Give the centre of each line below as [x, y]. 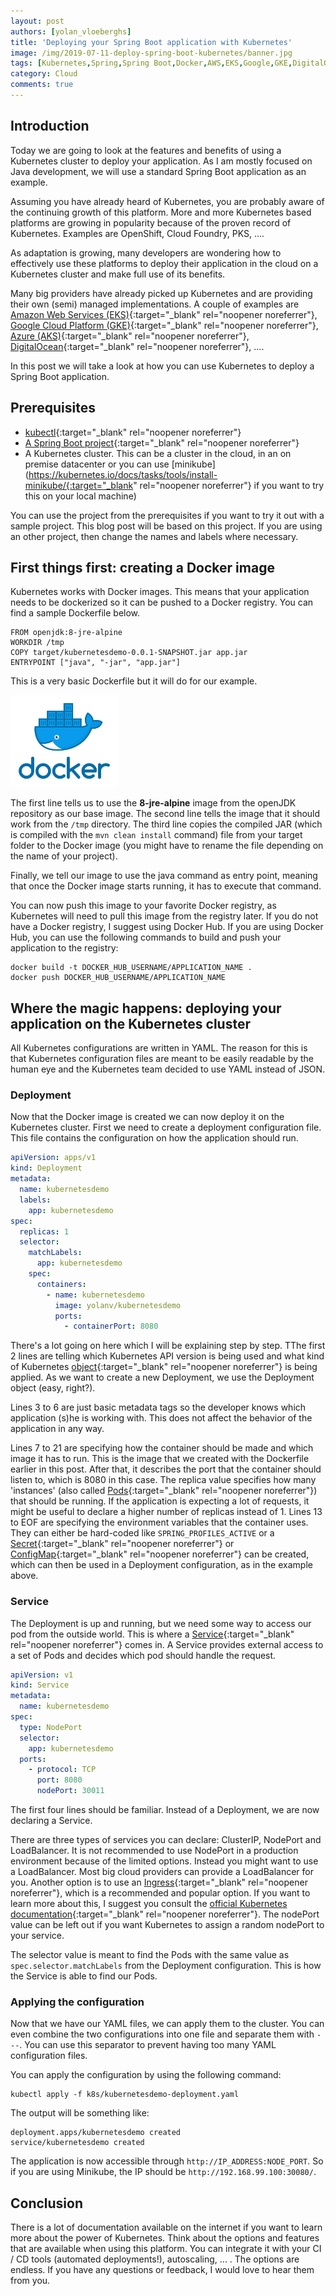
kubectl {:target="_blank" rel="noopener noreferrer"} [133, 432]
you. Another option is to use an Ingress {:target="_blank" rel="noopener [159, 1882]
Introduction [50, 126]
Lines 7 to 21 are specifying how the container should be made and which [162, 1448]
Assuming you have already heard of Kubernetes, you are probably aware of [167, 201]
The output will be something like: [80, 2113]
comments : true [42, 85]
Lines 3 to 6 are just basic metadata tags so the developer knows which [158, 1407]
